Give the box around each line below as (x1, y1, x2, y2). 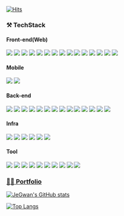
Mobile (6, 64, 24, 71)
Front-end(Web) (6, 36, 48, 43)
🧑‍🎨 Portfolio (6, 177, 42, 186)
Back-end (6, 91, 31, 99)
